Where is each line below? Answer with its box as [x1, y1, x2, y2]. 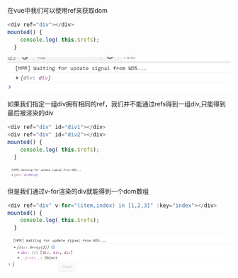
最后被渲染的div [7, 109, 54, 117]
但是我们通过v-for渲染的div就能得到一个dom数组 [7, 187, 149, 195]
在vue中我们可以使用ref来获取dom [7, 6, 108, 14]
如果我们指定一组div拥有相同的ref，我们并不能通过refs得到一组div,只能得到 [7, 100, 226, 109]
